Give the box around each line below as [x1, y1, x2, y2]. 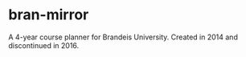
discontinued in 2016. [8, 40, 80, 50]
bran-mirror [8, 6, 89, 24]
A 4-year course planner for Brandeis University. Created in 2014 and [8, 32, 239, 42]
